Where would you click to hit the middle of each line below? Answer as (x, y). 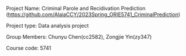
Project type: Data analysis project (47, 26)
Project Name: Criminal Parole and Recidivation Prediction (76, 8)
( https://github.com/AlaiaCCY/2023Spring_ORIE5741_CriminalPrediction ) (93, 14)
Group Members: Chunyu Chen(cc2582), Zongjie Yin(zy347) (79, 37)
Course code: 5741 (29, 48)
